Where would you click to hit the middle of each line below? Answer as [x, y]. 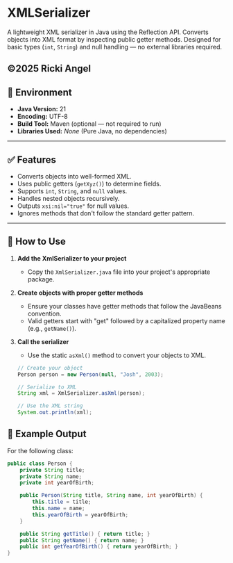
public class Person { [40, 464]
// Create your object [50, 368]
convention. [44, 313]
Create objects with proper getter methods [80, 293]
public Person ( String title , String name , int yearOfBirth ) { [111, 496]
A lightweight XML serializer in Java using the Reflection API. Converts [108, 32]
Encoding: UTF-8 [42, 117]
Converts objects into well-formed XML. [74, 176]
